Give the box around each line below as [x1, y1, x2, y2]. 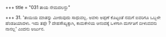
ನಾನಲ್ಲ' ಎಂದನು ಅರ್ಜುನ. [5, 26, 45, 32]
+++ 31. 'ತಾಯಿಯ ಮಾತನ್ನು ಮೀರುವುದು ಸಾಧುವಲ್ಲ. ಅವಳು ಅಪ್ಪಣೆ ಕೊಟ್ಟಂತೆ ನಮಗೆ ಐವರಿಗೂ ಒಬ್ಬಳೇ [5, 15, 161, 20]
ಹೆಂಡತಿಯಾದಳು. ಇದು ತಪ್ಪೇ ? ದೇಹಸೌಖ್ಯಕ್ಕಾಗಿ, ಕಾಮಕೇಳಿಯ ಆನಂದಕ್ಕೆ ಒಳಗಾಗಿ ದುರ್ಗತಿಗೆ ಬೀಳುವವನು [5, 20, 157, 26]
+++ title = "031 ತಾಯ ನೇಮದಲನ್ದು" [5, 5, 70, 10]
